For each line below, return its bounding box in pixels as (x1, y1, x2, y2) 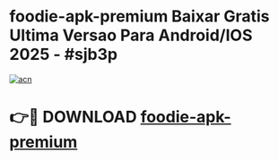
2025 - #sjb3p (9, 45, 118, 64)
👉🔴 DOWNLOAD (9, 107, 137, 127)
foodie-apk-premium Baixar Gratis (9, 6, 270, 27)
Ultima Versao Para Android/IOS (9, 25, 253, 46)
